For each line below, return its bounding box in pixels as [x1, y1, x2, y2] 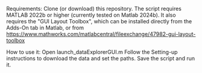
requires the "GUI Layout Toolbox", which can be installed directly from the [6, 18, 192, 25]
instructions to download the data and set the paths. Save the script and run [6, 55, 195, 62]
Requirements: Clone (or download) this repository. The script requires [6, 5, 182, 12]
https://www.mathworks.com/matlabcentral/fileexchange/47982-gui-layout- [6, 31, 196, 38]
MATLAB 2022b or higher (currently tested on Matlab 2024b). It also [6, 11, 176, 19]
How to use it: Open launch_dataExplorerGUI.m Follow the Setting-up [6, 48, 178, 56]
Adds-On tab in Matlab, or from [6, 24, 84, 31]
